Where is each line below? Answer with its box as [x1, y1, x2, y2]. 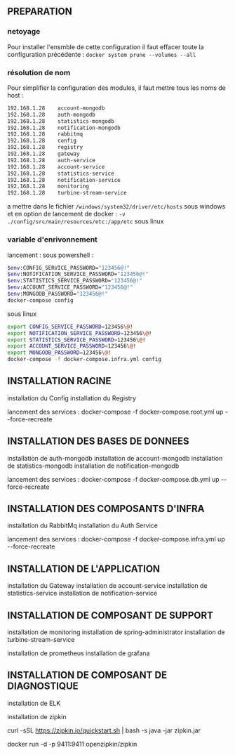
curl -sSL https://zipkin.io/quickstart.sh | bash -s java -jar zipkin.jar [7, 726, 201, 735]
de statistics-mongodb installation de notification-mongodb [7, 461, 180, 470]
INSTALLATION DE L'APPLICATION [7, 563, 160, 575]
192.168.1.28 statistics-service [7, 170, 114, 177]
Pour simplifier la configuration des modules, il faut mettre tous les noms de [7, 84, 226, 92]
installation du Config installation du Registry [7, 393, 137, 402]
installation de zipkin [7, 712, 67, 721]
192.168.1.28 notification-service [7, 176, 121, 183]
